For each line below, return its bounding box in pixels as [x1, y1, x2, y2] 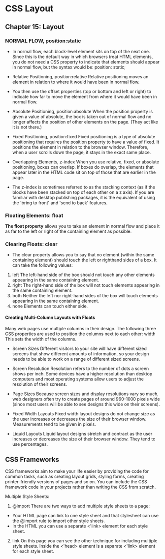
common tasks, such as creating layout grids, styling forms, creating [5, 473, 144, 480]
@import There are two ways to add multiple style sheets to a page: [12, 503, 150, 509]
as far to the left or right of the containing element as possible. [5, 228, 132, 234]
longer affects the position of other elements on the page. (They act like [12, 119, 159, 124]
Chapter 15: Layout [5, 23, 65, 31]
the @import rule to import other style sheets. [12, 518, 105, 524]
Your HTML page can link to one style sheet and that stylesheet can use [12, 513, 159, 519]
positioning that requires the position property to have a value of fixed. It [12, 139, 160, 145]
